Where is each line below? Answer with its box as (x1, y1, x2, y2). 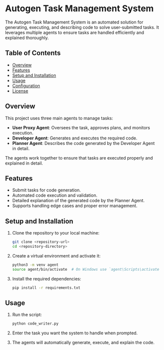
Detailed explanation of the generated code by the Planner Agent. (12, 198, 145, 204)
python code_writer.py (12, 321, 59, 326)
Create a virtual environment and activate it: (12, 253, 101, 258)
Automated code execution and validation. (12, 192, 98, 198)
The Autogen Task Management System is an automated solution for (5, 19, 143, 25)
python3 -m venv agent (12, 262, 59, 267)
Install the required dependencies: (12, 276, 82, 281)
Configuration (12, 83, 40, 89)
